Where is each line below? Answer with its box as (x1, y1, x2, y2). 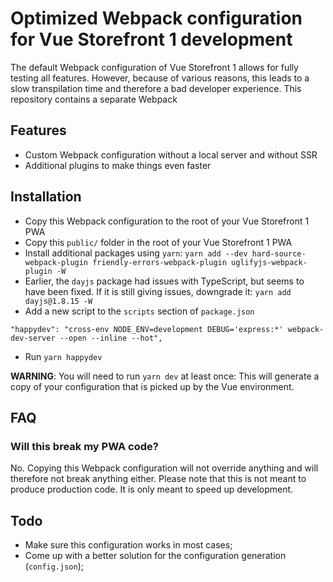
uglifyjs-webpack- (231, 257, 308, 267)
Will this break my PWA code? (10, 439, 159, 453)
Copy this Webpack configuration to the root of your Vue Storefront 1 (24, 215, 310, 227)
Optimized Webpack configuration (10, 7, 303, 30)
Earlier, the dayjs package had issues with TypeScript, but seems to (24, 275, 305, 287)
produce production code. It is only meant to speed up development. (10, 483, 294, 496)
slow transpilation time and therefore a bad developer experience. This (10, 82, 302, 94)
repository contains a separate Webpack (10, 93, 178, 105)
